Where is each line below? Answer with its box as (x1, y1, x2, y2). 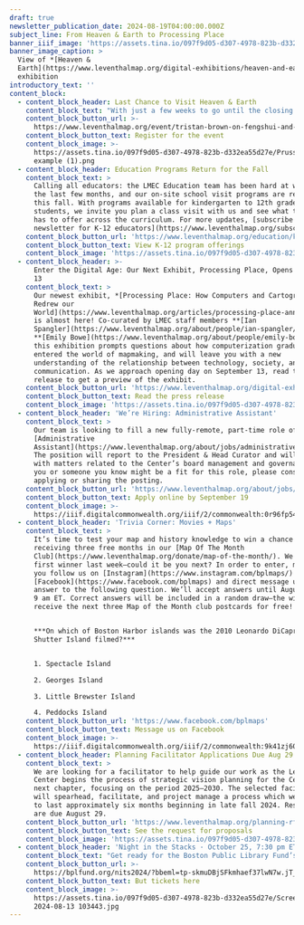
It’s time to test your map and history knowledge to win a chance (33, 535, 294, 544)
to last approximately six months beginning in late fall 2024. (33, 801, 281, 810)
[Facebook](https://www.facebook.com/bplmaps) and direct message (33, 577, 290, 586)
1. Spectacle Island (33, 659, 111, 668)
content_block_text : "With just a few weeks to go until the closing (25, 106, 294, 115)
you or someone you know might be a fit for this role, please (33, 468, 278, 477)
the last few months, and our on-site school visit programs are (33, 190, 285, 199)
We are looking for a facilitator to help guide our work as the (33, 767, 285, 777)
